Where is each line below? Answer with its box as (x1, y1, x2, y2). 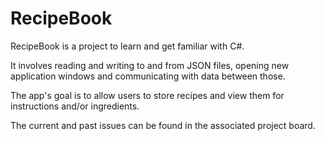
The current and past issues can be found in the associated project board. (10, 119, 316, 131)
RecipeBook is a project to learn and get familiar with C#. (10, 40, 245, 52)
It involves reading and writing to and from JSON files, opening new (10, 59, 290, 71)
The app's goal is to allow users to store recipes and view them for (10, 89, 285, 101)
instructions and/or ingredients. (10, 100, 140, 112)
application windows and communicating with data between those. (10, 70, 286, 82)
